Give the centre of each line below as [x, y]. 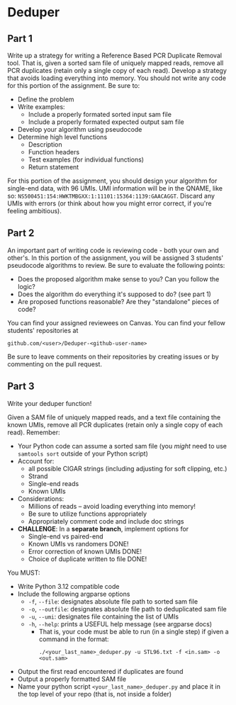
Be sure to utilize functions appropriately [88, 514]
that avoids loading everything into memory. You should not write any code [117, 78]
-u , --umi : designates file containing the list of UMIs [103, 616]
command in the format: [74, 639]
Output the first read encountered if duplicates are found [100, 671]
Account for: [36, 461]
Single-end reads [54, 483]
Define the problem [46, 99]
